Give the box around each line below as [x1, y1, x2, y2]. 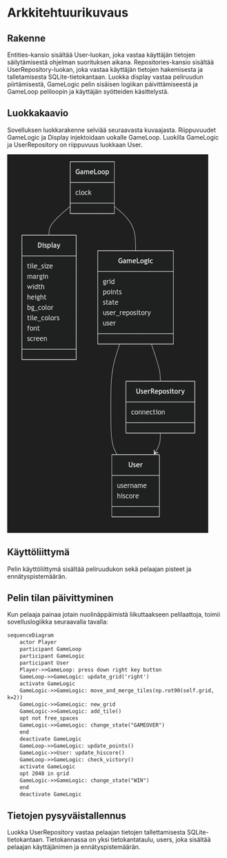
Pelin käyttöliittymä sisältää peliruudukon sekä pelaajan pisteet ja [7, 565, 192, 573]
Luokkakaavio [7, 107, 69, 119]
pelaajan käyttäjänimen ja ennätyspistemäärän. [7, 843, 141, 851]
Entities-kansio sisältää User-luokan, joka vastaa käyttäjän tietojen [7, 50, 195, 59]
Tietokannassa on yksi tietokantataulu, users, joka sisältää [46, 835, 211, 844]
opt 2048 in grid [19, 770, 70, 777]
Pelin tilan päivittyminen [7, 593, 114, 604]
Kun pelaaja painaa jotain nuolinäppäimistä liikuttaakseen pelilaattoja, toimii [7, 610, 221, 619]
